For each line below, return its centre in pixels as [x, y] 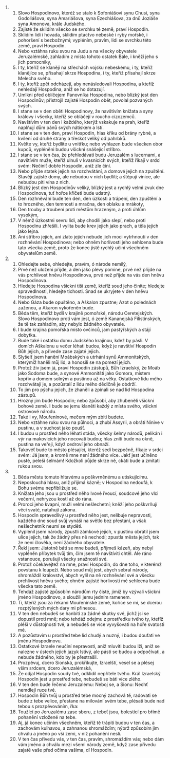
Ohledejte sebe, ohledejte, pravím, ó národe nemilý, [72, 264]
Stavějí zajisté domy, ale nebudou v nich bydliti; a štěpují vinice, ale [89, 177]
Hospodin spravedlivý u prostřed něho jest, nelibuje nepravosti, [85, 515]
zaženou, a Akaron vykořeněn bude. [56, 308]
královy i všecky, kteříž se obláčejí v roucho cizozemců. [77, 117]
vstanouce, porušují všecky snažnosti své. [63, 559]
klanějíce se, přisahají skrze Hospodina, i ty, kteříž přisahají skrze [87, 73]
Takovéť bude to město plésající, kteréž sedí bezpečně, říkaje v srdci [90, 450]
